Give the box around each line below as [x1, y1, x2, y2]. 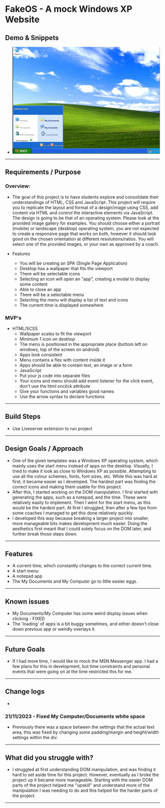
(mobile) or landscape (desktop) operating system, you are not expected [12, 225, 160, 231]
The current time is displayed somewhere [19, 302, 104, 308]
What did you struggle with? [5, 753, 93, 762]
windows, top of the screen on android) [19, 346, 100, 352]
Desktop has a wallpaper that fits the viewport [19, 265, 113, 271]
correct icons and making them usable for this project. [12, 484, 122, 490]
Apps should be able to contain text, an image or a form [19, 362, 133, 368]
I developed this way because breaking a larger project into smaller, [12, 515, 149, 521]
